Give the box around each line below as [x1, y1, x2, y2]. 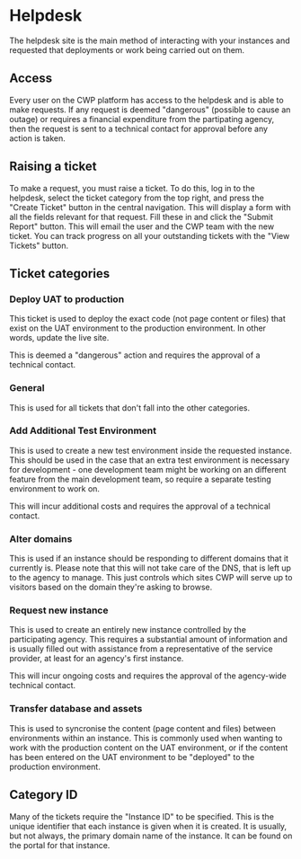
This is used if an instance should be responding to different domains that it [9, 553, 289, 564]
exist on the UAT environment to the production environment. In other [9, 323, 267, 333]
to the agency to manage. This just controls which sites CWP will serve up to [9, 572, 293, 583]
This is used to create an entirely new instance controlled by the [9, 624, 247, 635]
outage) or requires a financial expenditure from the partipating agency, [9, 113, 275, 124]
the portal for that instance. [9, 839, 111, 850]
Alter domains [9, 532, 73, 545]
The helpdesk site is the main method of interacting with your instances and [9, 35, 290, 46]
